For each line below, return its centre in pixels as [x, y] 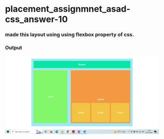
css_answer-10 [37, 19]
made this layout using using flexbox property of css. [70, 35]
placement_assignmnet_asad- [68, 9]
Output [14, 48]
